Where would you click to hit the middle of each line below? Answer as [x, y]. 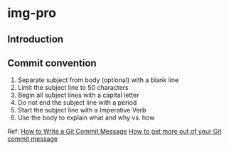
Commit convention [52, 63]
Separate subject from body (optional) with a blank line [98, 80]
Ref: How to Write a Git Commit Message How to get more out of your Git [114, 132]
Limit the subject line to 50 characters [73, 88]
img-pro [32, 13]
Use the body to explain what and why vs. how [86, 117]
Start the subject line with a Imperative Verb [82, 110]
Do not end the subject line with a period [77, 103]
